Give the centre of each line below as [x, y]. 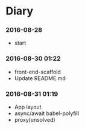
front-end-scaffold [38, 72]
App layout [28, 107]
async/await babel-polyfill [47, 113]
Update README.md [40, 78]
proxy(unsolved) [35, 120]
